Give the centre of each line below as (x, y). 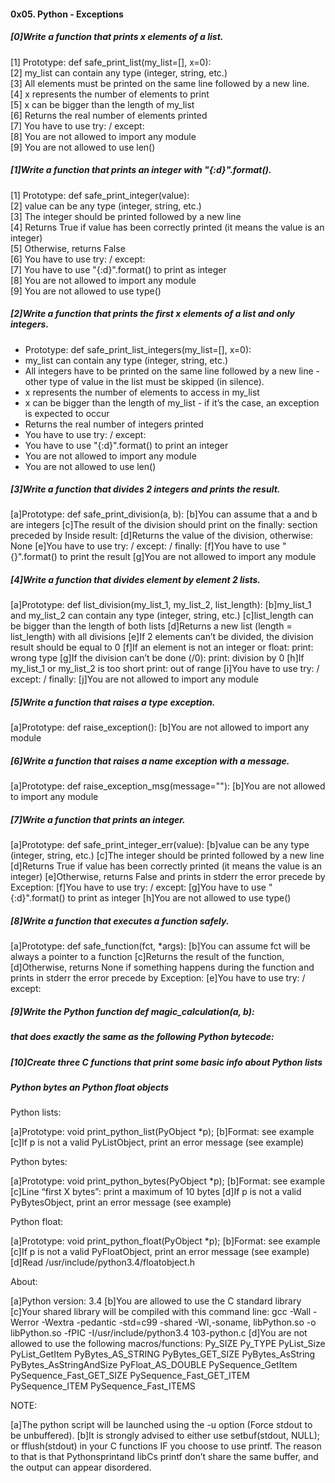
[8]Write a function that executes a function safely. (120, 921)
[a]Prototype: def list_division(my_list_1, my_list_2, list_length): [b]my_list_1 (161, 605)
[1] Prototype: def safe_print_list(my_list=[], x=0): (111, 62)
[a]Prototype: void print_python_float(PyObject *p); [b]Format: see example (165, 1241)
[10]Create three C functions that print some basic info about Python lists (166, 1062)
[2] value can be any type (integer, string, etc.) (106, 206)
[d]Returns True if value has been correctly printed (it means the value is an (166, 866)
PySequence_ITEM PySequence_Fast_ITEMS (103, 1386)
